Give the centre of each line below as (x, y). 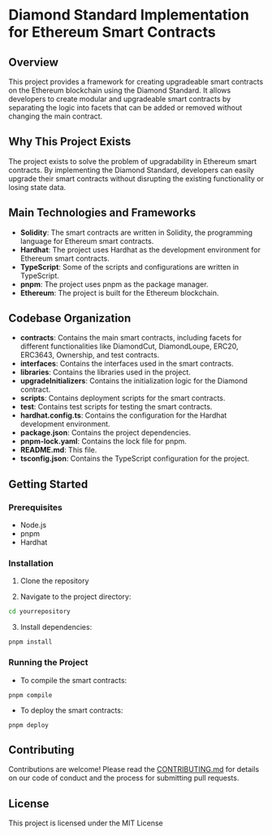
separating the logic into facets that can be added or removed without (125, 108)
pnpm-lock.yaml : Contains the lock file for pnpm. (103, 441)
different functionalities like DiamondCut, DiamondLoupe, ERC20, (129, 346)
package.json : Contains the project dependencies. (106, 433)
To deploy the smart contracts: (71, 710)
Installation (31, 564)
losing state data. (37, 187)
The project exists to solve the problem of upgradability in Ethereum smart (133, 161)
